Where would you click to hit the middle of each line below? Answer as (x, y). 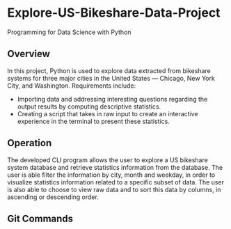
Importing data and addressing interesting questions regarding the (112, 99)
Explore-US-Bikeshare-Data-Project (114, 13)
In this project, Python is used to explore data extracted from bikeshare (109, 70)
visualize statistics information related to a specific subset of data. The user (116, 182)
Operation (30, 143)
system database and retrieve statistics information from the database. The (115, 167)
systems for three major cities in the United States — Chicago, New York (111, 78)
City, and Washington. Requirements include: (72, 86)
